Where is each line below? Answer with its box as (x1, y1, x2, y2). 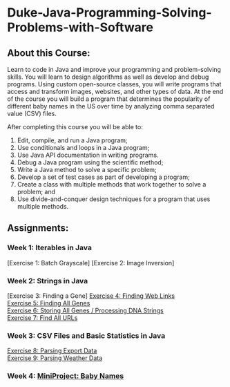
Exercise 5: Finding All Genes (7, 299, 90, 307)
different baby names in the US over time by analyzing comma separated (7, 102, 215, 110)
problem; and (17, 188, 56, 196)
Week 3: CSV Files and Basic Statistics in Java (7, 330, 166, 340)
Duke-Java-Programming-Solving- (7, 5, 212, 21)
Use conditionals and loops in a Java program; (17, 144, 150, 151)
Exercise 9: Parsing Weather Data (7, 354, 103, 362)
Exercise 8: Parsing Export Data (7, 347, 97, 355)
